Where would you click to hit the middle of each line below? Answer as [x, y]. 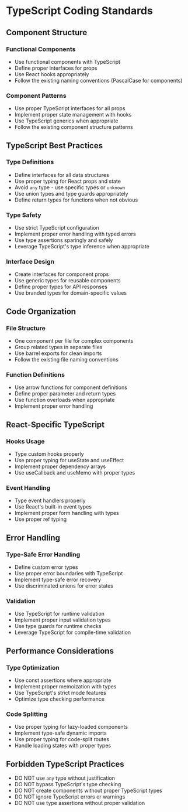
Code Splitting [27, 714]
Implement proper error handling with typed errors [75, 234]
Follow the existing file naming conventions [66, 360]
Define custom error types [46, 567]
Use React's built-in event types [53, 507]
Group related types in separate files [58, 347]
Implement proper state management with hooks [73, 115]
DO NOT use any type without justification [65, 778]
